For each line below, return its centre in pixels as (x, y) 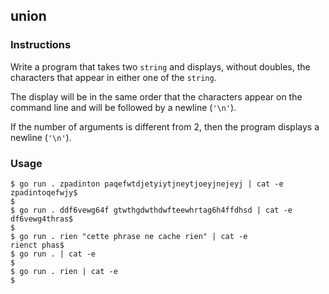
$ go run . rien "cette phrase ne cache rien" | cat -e (129, 236)
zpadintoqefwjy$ (44, 192)
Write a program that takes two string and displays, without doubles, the (160, 66)
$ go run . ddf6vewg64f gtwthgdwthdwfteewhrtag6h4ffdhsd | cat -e (151, 210)
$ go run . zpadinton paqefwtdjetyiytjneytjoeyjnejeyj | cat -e (147, 184)
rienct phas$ (37, 245)
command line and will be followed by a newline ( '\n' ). (123, 107)
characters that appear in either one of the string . (113, 77)
